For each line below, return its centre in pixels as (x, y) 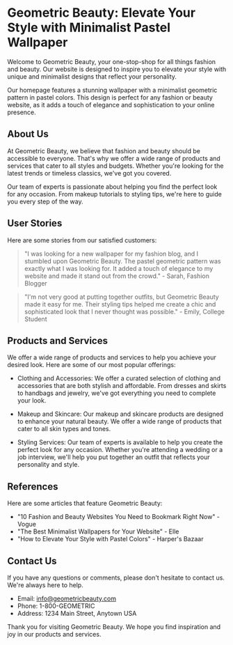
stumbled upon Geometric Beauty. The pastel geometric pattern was (122, 261)
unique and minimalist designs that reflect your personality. (92, 76)
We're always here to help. (45, 585)
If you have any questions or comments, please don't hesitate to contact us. (116, 577)
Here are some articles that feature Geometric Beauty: (85, 504)
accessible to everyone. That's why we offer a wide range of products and (114, 158)
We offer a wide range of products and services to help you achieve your (112, 357)
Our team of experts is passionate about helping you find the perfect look (112, 187)
